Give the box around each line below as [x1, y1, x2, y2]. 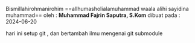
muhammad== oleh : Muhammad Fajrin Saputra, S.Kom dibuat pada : [5, 12, 181, 19]
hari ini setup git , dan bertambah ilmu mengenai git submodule [5, 30, 163, 37]
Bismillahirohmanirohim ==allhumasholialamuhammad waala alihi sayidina [5, 5, 190, 12]
